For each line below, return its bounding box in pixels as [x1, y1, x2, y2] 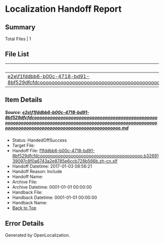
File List [5, 50, 29, 58]
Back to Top [12, 205, 37, 211]
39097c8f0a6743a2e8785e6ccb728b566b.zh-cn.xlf [12, 158, 118, 164]
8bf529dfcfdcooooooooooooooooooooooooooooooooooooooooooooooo [5, 114, 158, 121]
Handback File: [12, 190, 43, 195]
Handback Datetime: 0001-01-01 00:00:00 [12, 194, 98, 200]
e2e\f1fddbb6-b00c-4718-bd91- [22, 109, 89, 115]
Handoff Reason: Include [12, 169, 62, 174]
